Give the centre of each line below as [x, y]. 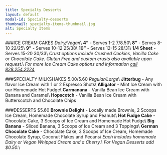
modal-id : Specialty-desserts [37, 19]
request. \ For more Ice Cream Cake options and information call [71, 64]
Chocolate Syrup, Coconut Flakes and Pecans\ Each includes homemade [81, 137]
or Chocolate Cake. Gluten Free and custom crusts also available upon [78, 59]
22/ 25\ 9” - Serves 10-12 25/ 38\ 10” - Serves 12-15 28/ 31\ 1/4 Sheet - [83, 48]
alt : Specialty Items [28, 29]
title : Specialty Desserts [33, 10]
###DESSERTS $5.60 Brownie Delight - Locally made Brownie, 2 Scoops [81, 110]
